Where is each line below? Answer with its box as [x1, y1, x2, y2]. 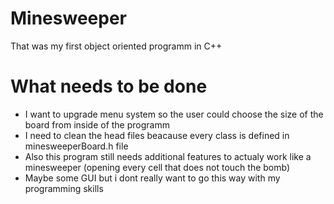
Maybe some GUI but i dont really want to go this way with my [24, 172, 281, 184]
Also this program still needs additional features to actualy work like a [24, 150, 312, 162]
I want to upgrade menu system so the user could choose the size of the [24, 108, 324, 120]
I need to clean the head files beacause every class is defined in [24, 129, 290, 141]
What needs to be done [10, 75, 208, 98]
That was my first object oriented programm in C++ [10, 40, 223, 52]
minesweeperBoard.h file [24, 140, 129, 152]
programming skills [24, 182, 104, 194]
